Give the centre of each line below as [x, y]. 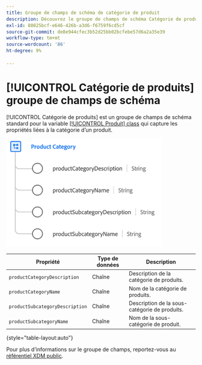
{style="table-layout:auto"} [40, 337]
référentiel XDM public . [35, 355]
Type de [108, 259]
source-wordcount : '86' [36, 44]
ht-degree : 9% [24, 51]
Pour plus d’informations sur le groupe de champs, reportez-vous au [91, 349]
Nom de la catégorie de [158, 288]
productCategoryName [35, 292]
